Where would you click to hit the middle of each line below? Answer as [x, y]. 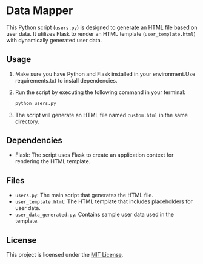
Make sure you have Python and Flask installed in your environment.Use [105, 74]
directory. [27, 121]
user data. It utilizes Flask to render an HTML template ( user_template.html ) [101, 33]
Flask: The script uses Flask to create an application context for [94, 155]
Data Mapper [40, 11]
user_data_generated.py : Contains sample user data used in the [95, 215]
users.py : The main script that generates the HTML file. [84, 195]
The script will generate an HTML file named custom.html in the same [101, 115]
